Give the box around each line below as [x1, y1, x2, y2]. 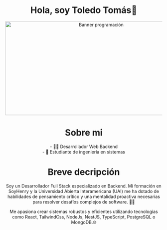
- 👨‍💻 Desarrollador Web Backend [49, 143, 118, 149]
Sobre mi [64, 127, 103, 138]
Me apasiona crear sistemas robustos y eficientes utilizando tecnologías [9, 208, 158, 214]
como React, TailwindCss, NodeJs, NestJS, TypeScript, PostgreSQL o [12, 213, 156, 219]
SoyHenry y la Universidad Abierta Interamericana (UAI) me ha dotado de [8, 188, 160, 194]
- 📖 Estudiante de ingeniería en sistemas [42, 148, 126, 154]
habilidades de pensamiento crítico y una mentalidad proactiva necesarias [7, 193, 161, 199]
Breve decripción [47, 166, 120, 178]
